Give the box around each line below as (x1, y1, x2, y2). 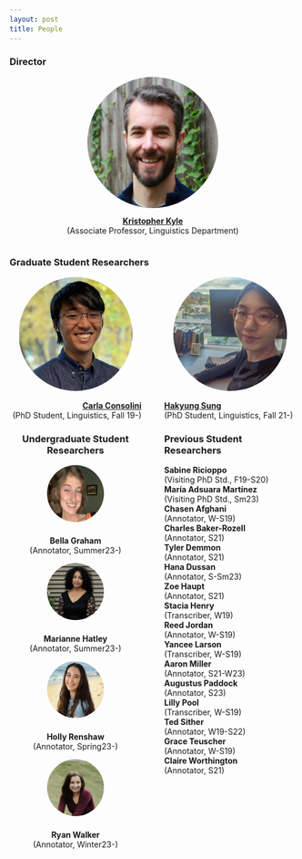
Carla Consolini (82, 400, 142, 411)
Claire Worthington (164, 755, 238, 766)
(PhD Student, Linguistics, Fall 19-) (12, 410, 142, 421)
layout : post (9, 15, 59, 24)
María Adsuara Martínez (164, 484, 257, 495)
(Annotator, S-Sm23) (164, 571, 243, 583)
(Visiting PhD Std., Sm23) (164, 493, 259, 505)
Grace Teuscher (164, 736, 226, 747)
